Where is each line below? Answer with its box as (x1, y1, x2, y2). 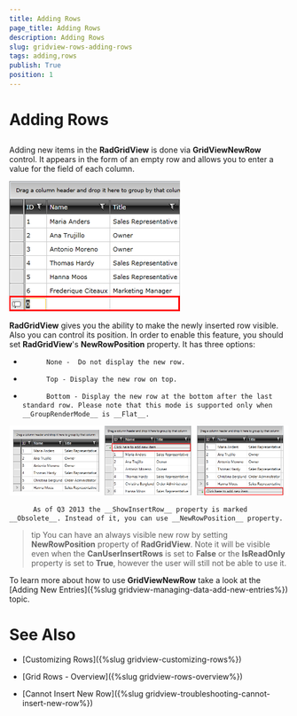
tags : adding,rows (9, 51, 77, 61)
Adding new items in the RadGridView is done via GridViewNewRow (9, 144, 262, 155)
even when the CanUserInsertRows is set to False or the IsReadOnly (30, 549, 285, 559)
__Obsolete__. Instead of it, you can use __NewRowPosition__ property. (9, 514, 284, 523)
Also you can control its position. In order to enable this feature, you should (9, 330, 284, 340)
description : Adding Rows (9, 33, 105, 42)
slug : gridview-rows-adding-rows (9, 43, 133, 51)
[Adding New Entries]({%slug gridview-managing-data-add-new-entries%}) (9, 585, 288, 595)
